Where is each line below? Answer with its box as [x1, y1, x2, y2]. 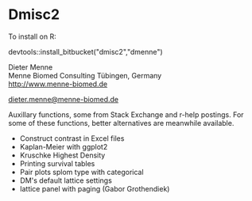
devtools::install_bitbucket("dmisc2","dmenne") [8, 47, 163, 56]
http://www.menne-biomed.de [8, 79, 108, 89]
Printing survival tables [19, 158, 95, 168]
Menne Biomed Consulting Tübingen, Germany [8, 70, 162, 80]
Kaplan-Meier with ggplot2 [19, 142, 108, 151]
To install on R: [8, 32, 57, 41]
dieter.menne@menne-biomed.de [8, 94, 119, 104]
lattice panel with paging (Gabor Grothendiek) [19, 184, 170, 193]
